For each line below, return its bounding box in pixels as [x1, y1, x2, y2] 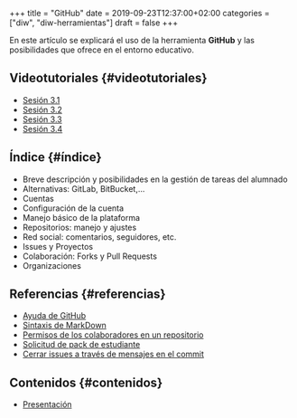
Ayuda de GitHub [22, 310, 87, 321]
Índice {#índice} [9, 149, 102, 166]
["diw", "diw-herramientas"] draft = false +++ [9, 17, 179, 28]
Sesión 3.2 [22, 104, 63, 115]
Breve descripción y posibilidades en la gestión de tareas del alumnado [22, 174, 288, 185]
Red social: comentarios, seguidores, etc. [22, 231, 177, 242]
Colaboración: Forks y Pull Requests [22, 251, 158, 261]
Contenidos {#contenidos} [9, 375, 163, 390]
